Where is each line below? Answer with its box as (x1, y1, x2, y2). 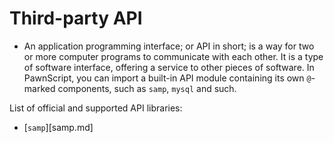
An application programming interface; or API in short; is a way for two (23, 40, 315, 52)
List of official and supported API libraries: (9, 102, 183, 114)
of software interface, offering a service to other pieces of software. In (23, 61, 315, 73)
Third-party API (9, 7, 143, 30)
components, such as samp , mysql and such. (57, 82, 237, 94)
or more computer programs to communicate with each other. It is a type (23, 50, 324, 62)
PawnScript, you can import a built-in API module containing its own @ (23, 72, 312, 84)
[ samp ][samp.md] (23, 121, 94, 133)
